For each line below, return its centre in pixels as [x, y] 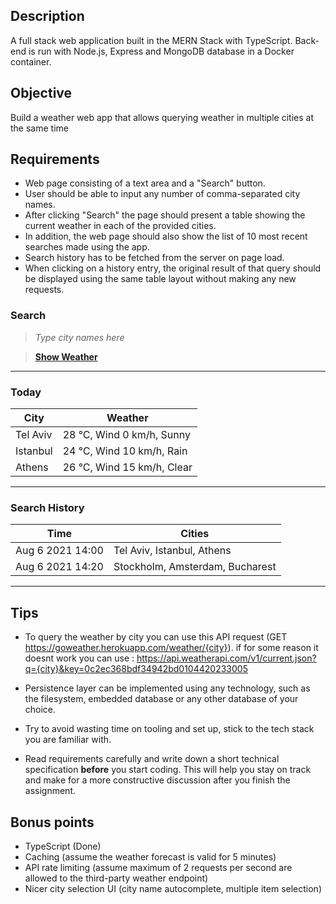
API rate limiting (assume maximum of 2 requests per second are [158, 867]
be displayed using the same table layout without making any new [160, 279]
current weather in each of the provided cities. [120, 226]
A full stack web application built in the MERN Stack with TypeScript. [151, 40]
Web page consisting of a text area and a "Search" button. [145, 183]
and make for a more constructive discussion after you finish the [157, 780]
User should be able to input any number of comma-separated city [162, 194]
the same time [39, 128]
